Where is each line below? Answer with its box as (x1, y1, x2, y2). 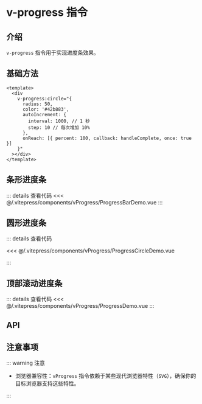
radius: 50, (22, 101, 53, 107)
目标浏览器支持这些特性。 (15, 380, 80, 387)
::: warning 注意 (6, 360, 46, 367)
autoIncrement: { (22, 111, 67, 117)
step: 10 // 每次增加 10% (28, 124, 90, 131)
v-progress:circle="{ (17, 96, 72, 102)
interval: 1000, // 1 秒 (28, 118, 90, 124)
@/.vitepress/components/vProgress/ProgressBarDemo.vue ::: (6, 198, 163, 206)
